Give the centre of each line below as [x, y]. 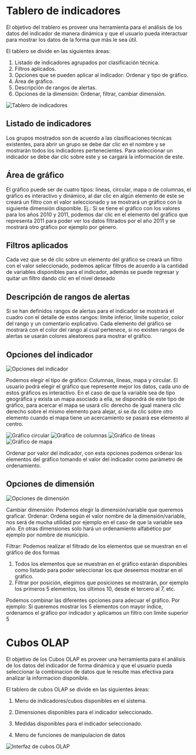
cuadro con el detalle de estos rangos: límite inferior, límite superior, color [95, 317]
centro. [15, 424]
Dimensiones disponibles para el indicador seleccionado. [84, 712]
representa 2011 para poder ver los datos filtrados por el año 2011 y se [91, 221]
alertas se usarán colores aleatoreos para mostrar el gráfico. [79, 336]
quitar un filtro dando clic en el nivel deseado [61, 279]
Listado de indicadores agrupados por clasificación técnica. [87, 62]
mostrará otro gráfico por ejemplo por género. [62, 227]
